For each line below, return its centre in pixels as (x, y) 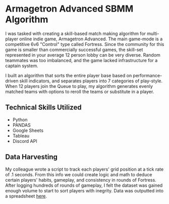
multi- (153, 33)
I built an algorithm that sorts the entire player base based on (69, 75)
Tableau (21, 136)
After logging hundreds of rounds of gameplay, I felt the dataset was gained (84, 185)
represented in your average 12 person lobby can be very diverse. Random (83, 55)
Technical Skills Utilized (43, 107)
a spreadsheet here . (26, 196)
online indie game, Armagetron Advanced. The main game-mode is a (91, 39)
